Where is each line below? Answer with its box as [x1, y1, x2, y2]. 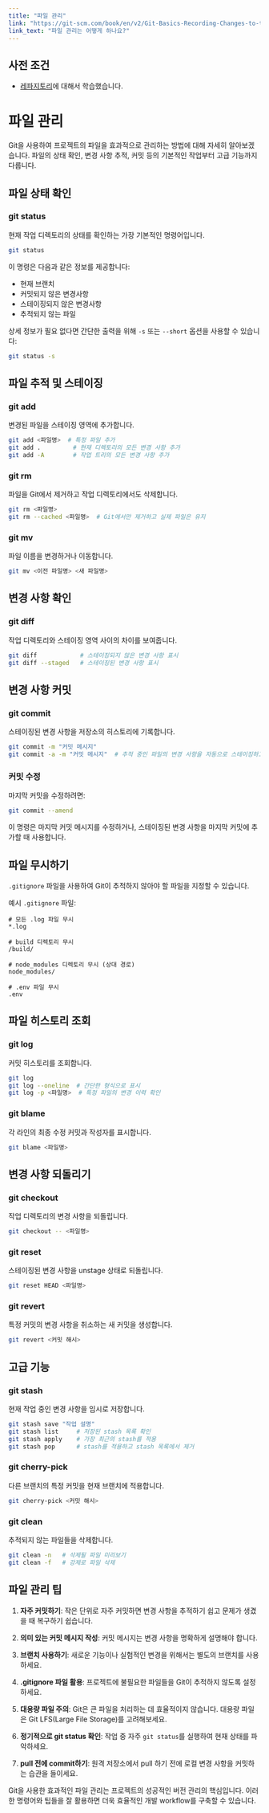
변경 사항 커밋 [8, 683, 72, 696]
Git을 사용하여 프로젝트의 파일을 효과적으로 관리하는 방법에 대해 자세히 [8, 141, 227, 150]
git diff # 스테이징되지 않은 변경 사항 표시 [8, 651, 179, 659]
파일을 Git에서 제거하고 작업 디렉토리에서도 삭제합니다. [8, 489, 179, 499]
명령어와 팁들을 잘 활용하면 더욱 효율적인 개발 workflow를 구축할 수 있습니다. [16, 1795, 256, 1805]
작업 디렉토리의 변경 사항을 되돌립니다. [8, 1211, 128, 1221]
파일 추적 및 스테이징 [8, 376, 103, 390]
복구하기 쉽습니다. [37, 1615, 94, 1625]
